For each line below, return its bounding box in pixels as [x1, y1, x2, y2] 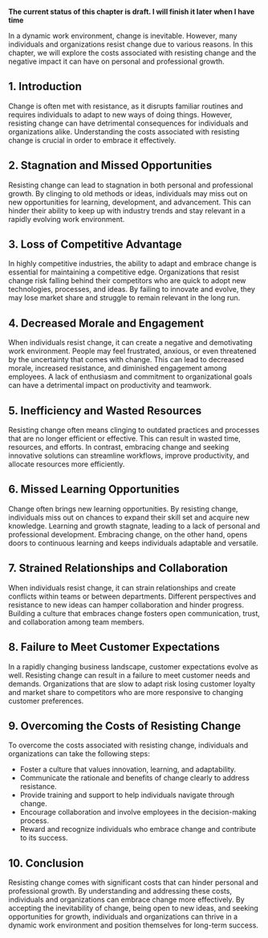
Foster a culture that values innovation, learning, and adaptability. [19, 764, 237, 775]
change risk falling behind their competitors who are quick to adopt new [8, 276, 246, 286]
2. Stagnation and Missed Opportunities [8, 158, 213, 172]
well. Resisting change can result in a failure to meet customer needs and [8, 670, 250, 680]
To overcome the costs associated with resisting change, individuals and [8, 740, 249, 751]
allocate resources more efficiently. [8, 459, 125, 469]
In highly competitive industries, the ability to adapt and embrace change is [8, 259, 257, 269]
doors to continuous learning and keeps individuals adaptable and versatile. [8, 538, 258, 548]
